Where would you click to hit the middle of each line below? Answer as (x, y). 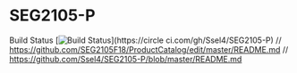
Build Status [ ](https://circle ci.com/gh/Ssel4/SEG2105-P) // (145, 40)
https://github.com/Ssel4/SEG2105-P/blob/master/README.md (126, 59)
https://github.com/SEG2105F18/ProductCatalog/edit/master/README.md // (149, 49)
